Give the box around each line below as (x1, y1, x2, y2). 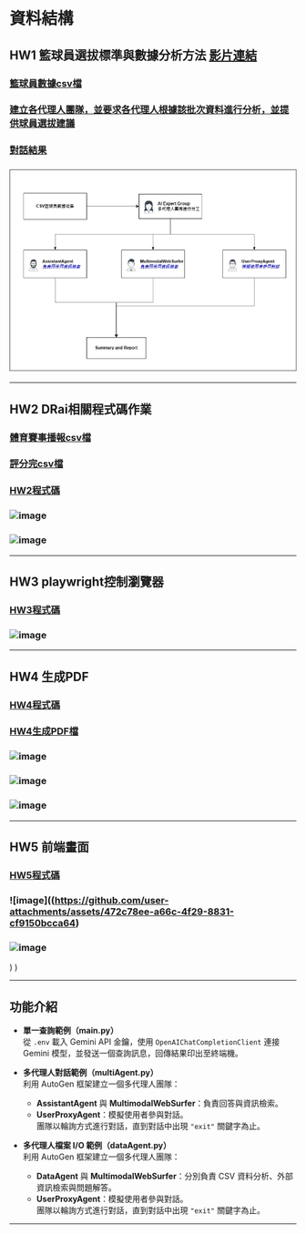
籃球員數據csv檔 (9, 76, 82, 89)
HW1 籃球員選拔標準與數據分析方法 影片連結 (9, 47, 258, 63)
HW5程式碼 (9, 869, 61, 882)
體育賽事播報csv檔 (9, 431, 92, 444)
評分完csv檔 (9, 457, 64, 470)
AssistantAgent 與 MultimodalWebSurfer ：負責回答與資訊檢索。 (36, 1097, 284, 1108)
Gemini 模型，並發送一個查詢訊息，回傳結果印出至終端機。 (22, 1047, 243, 1058)
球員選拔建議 (18, 117, 76, 130)
